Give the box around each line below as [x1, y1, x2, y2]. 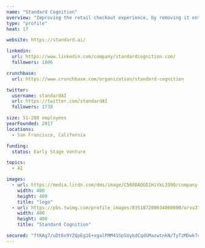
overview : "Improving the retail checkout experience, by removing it [6, 15, 190, 21]
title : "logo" [17, 199, 53, 205]
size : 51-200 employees [6, 115, 67, 121]
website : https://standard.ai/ [6, 37, 86, 43]
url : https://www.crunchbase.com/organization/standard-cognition [12, 76, 184, 82]
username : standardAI [12, 93, 67, 99]
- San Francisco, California [12, 132, 86, 138]
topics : [6, 160, 26, 166]
